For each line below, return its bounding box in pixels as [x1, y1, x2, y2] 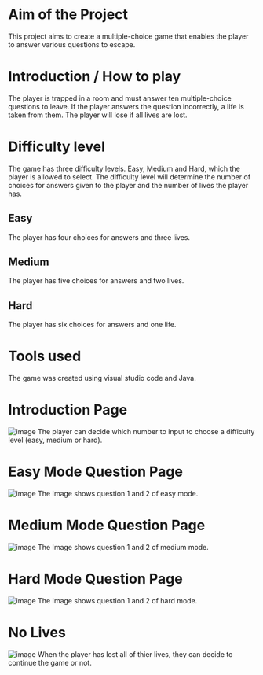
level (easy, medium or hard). [8, 435, 103, 445]
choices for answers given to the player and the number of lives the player [8, 180, 249, 190]
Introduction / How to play [8, 68, 181, 86]
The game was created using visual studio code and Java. [8, 374, 196, 383]
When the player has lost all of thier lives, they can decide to [38, 649, 233, 658]
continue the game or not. [8, 658, 92, 667]
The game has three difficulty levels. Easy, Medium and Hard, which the [8, 164, 241, 173]
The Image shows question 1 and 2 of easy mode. [38, 489, 199, 499]
